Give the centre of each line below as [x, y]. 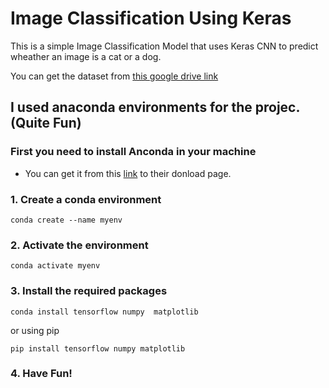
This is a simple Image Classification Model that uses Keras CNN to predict [164, 46]
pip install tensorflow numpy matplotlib [98, 348]
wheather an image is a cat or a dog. [86, 56]
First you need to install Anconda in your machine [133, 152]
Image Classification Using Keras [151, 18]
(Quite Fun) [46, 123]
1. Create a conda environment [86, 199]
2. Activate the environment [79, 245]
